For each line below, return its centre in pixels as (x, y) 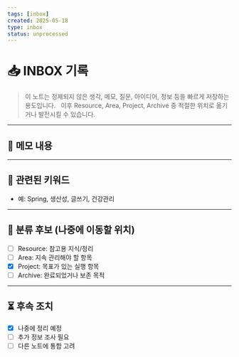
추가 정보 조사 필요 (43, 337)
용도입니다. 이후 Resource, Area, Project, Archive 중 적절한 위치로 (119, 106)
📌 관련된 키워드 (38, 180)
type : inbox (25, 27)
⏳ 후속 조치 (30, 307)
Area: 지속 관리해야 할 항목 (55, 257)
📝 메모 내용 (30, 145)
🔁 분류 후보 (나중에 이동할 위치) (71, 230)
